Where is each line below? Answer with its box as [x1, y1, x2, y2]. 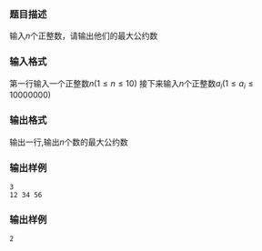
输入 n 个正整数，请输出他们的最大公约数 [9, 30, 158, 42]
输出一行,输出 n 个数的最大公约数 [9, 136, 129, 147]
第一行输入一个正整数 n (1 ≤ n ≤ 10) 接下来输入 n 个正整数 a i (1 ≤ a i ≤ [9, 77, 254, 91]
